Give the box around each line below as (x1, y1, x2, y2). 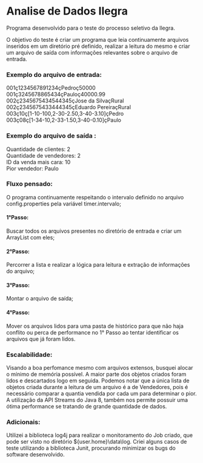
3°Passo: (6, 281, 30, 288)
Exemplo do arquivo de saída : (6, 132, 96, 140)
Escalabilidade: (6, 350, 53, 359)
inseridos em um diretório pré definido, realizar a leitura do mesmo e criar (6, 42, 190, 50)
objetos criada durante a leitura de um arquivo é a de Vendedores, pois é (6, 383, 188, 390)
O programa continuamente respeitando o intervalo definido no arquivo (6, 193, 184, 201)
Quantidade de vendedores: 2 (6, 152, 81, 159)
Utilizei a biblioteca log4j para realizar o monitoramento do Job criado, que (6, 431, 193, 439)
